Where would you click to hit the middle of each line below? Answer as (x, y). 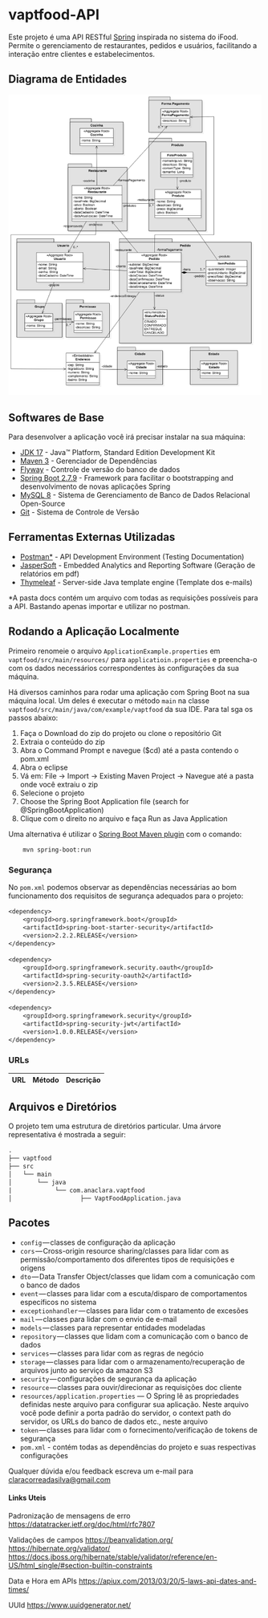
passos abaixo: (33, 718)
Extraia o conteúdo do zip (63, 742)
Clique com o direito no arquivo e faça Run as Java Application (124, 818)
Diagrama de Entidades (67, 79)
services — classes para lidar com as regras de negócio (112, 1353)
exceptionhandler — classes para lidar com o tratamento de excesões (134, 1311)
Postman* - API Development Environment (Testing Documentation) (132, 556)
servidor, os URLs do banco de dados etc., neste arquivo (114, 1421)
